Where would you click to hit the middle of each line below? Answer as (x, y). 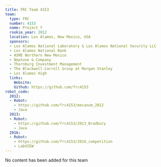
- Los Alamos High (28, 73)
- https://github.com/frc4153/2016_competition (63, 142)
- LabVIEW (24, 146)
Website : (23, 82)
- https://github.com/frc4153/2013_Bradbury (60, 123)
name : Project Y (26, 28)
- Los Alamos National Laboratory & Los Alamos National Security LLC (83, 46)
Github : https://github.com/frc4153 (51, 87)
